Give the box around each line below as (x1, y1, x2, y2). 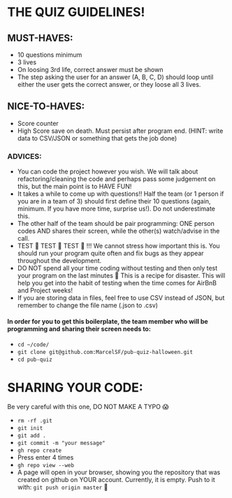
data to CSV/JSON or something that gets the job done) (17, 134, 177, 142)
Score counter (17, 119, 59, 127)
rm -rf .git (17, 418, 52, 425)
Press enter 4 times (17, 453, 74, 462)
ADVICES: (7, 151, 42, 161)
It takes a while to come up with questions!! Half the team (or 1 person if (17, 190, 224, 198)
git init (17, 425, 43, 432)
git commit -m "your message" (17, 440, 106, 447)
